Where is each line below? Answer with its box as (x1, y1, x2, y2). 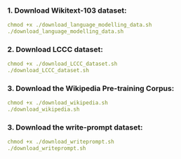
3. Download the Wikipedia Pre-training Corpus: (7, 83, 175, 93)
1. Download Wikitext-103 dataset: (7, 6, 127, 15)
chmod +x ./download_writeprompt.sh (7, 139, 114, 146)
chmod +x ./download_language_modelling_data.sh (7, 22, 152, 29)
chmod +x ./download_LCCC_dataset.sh (7, 60, 118, 68)
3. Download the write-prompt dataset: (7, 123, 143, 132)
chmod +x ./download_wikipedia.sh (7, 99, 109, 106)
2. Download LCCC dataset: (7, 44, 103, 54)
